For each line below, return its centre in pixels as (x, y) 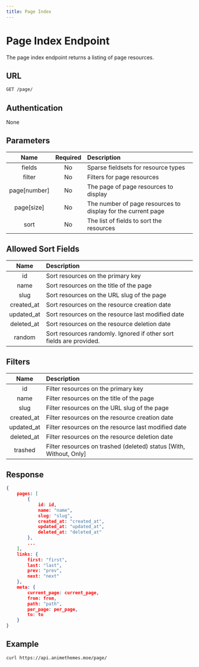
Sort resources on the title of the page (99, 285)
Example (23, 644)
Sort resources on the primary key (93, 276)
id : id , (47, 505)
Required (68, 157)
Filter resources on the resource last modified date (116, 427)
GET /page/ (20, 89)
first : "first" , (47, 560)
